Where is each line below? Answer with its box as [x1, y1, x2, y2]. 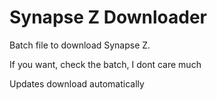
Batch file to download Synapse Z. [9, 39, 151, 51]
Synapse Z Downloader [9, 6, 208, 29]
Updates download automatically [9, 77, 145, 90]
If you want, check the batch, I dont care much [9, 58, 202, 70]
